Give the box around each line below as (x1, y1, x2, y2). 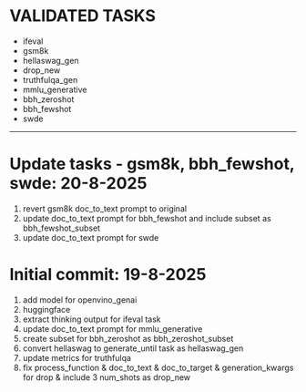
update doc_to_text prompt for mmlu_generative (22, 323, 203, 334)
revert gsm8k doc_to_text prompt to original (22, 202, 188, 214)
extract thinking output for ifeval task (22, 314, 161, 325)
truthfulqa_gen (22, 74, 78, 85)
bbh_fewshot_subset (22, 222, 101, 233)
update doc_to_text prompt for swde (22, 232, 159, 242)
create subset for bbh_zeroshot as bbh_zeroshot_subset (22, 333, 234, 344)
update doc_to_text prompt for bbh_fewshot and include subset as (22, 212, 271, 223)
